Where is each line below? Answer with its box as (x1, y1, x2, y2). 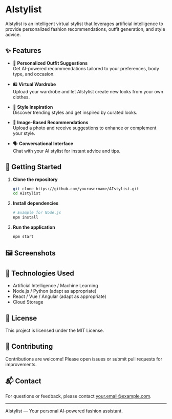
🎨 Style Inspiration (12, 104, 53, 110)
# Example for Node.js (12, 210, 61, 215)
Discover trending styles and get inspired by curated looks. (12, 109, 138, 115)
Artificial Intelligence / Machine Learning (12, 283, 98, 289)
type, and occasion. (12, 71, 55, 77)
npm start (12, 234, 34, 240)
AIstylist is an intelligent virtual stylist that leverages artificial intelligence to (5, 21, 164, 27)
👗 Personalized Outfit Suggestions (12, 60, 88, 66)
